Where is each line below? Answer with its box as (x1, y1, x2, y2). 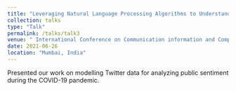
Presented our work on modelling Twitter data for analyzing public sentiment (7, 68, 229, 77)
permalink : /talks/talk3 (7, 29, 80, 37)
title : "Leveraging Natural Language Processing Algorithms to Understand (7, 10, 231, 17)
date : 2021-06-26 (7, 43, 58, 50)
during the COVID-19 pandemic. (7, 76, 100, 84)
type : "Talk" (7, 23, 46, 30)
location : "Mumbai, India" (7, 50, 86, 57)
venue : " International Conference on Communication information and (7, 36, 216, 43)
